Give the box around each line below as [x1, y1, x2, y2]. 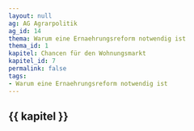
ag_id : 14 [8, 27, 42, 35]
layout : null [8, 11, 53, 20]
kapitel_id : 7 [8, 57, 57, 65]
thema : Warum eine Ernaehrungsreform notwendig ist [8, 34, 186, 43]
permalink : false [8, 65, 67, 73]
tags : [8, 72, 27, 80]
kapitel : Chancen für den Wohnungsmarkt [8, 49, 147, 57]
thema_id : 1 [8, 42, 48, 50]
